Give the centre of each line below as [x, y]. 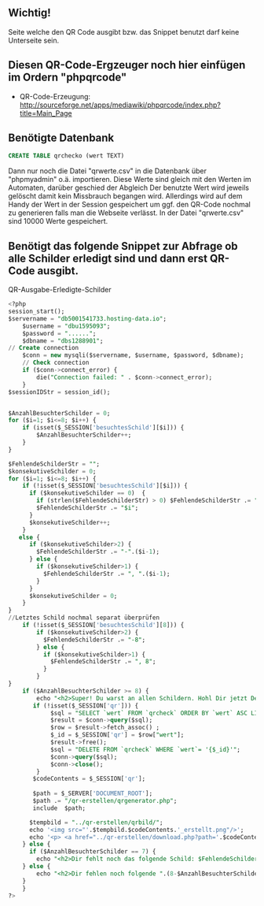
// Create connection [44, 348]
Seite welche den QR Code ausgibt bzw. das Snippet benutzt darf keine [124, 32]
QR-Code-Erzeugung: [55, 96]
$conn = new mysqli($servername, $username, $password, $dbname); [133, 355]
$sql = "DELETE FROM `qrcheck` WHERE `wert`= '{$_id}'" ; [145, 749]
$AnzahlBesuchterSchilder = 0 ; [59, 413]
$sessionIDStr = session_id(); [59, 392]
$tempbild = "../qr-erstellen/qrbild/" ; [96, 822]
